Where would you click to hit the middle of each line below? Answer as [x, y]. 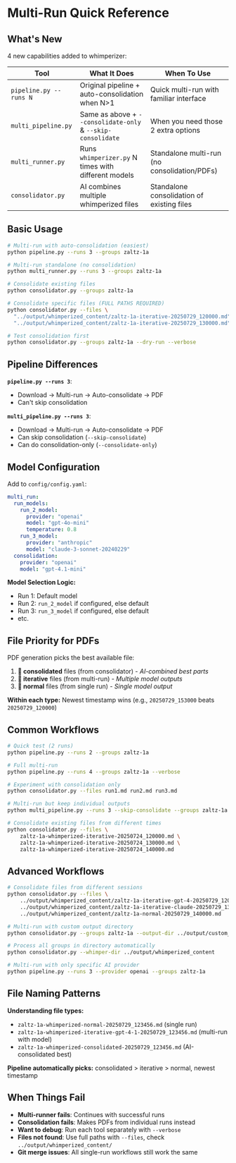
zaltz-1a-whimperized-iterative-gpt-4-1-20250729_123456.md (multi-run [123, 1032]
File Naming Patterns [54, 993]
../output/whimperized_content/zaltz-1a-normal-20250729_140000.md [120, 914]
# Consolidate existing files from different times [84, 823]
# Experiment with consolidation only [64, 784]
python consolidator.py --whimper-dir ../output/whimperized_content [111, 952]
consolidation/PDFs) [184, 171]
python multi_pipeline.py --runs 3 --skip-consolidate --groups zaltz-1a [118, 810]
